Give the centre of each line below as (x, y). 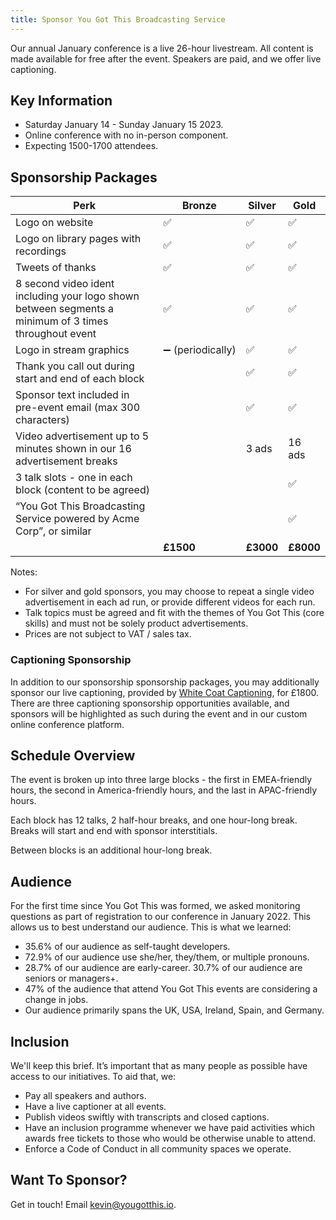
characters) (42, 420)
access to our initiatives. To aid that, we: (93, 1076)
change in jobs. (56, 1000)
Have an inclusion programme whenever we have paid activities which (170, 1127)
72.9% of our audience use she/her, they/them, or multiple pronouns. (167, 957)
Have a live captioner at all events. (95, 1106)
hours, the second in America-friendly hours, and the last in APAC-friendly (164, 790)
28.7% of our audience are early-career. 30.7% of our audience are (163, 968)
